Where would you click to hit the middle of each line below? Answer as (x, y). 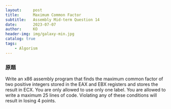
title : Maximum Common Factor (43, 15)
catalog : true (21, 39)
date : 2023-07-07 (31, 24)
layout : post (24, 10)
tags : (11, 44)
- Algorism (26, 48)
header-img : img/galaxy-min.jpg (40, 34)
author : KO (22, 29)
